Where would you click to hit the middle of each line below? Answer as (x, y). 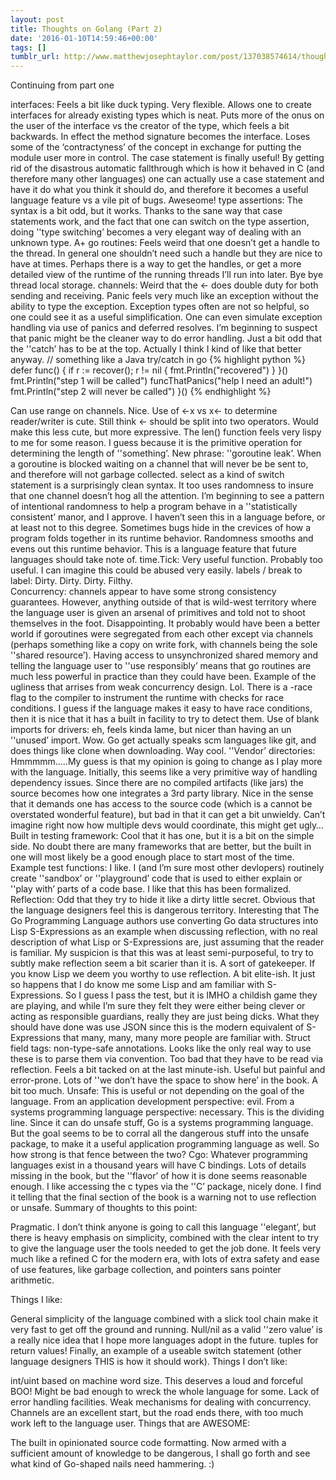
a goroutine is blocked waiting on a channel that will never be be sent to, (159, 464)
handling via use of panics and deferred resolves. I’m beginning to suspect (164, 328)
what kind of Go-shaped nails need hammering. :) (112, 1464)
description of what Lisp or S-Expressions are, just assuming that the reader (167, 942)
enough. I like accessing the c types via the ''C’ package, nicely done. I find (166, 1187)
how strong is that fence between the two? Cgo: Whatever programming (159, 1155)
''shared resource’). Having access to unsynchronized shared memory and (164, 655)
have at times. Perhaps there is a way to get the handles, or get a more (156, 264)
